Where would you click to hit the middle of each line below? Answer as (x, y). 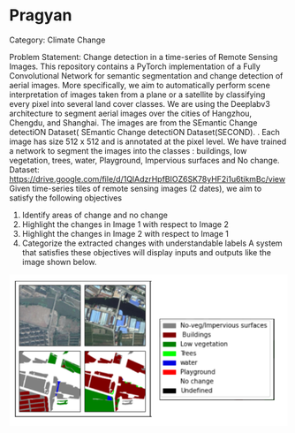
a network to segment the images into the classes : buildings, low (128, 150)
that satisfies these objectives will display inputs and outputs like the (147, 252)
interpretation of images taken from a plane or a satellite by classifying (137, 95)
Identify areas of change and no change (95, 215)
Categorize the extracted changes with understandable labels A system (152, 243)
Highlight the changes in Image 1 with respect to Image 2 (125, 224)
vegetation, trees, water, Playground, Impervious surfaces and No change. (144, 160)
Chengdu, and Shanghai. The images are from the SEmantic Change (133, 122)
